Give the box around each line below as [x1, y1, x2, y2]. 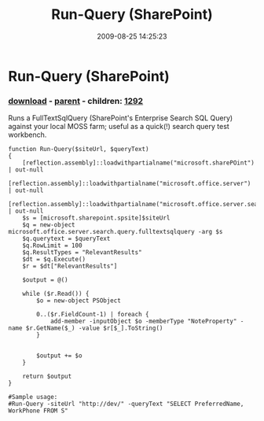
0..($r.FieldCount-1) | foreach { [36, 311, 149, 319]
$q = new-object [22, 221, 76, 229]
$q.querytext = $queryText [22, 235, 111, 243]
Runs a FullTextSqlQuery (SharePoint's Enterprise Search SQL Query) [8, 113, 233, 123]
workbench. [8, 130, 47, 139]
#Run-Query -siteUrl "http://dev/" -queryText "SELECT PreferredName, [8, 400, 244, 408]
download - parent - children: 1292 [8, 95, 144, 106]
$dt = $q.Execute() [22, 256, 86, 264]
